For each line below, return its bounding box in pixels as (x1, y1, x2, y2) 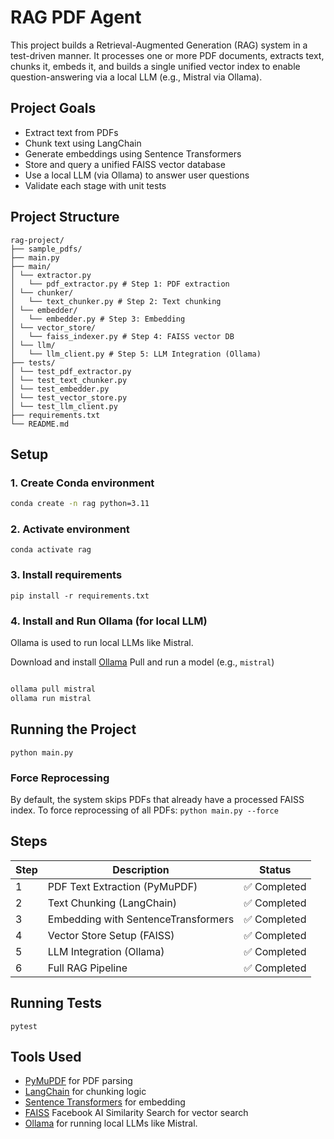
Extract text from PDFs (24, 126, 119, 138)
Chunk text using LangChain (24, 137, 142, 149)
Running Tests (10, 995, 102, 1012)
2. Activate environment (10, 522, 130, 536)
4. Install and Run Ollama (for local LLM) (10, 614, 208, 628)
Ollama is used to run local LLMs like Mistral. (10, 637, 194, 649)
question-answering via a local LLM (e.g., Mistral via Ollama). (10, 71, 263, 83)
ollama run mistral (10, 693, 92, 703)
